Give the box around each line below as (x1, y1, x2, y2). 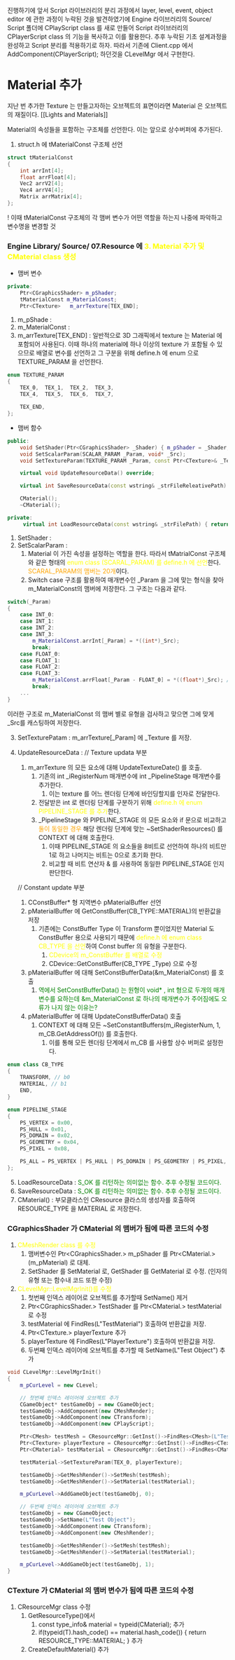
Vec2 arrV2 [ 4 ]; (20, 180, 64, 187)
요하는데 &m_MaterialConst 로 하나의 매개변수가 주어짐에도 (57, 994, 220, 1002)
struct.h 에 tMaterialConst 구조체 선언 (17, 140, 123, 149)
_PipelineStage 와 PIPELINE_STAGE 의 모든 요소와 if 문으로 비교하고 (38, 815, 227, 824)
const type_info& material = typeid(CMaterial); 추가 (38, 1620, 185, 1628)
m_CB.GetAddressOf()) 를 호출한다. (38, 1029, 138, 1037)
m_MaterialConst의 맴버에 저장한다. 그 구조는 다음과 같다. (27, 584, 187, 592)
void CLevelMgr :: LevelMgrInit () (7, 1369, 101, 1376)
